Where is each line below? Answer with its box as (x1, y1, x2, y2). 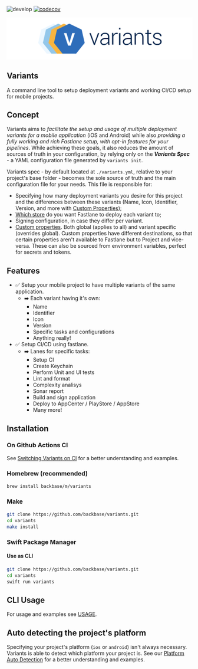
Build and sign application (32, 394, 96, 401)
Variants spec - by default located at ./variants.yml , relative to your (6, 168, 173, 175)
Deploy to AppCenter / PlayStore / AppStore (32, 400, 140, 407)
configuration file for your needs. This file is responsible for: (6, 181, 153, 188)
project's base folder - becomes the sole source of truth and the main (6, 175, 176, 182)
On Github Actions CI (6, 441, 68, 450)
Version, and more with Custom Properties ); (15, 205, 123, 212)
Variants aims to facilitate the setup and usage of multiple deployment (6, 126, 177, 133)
